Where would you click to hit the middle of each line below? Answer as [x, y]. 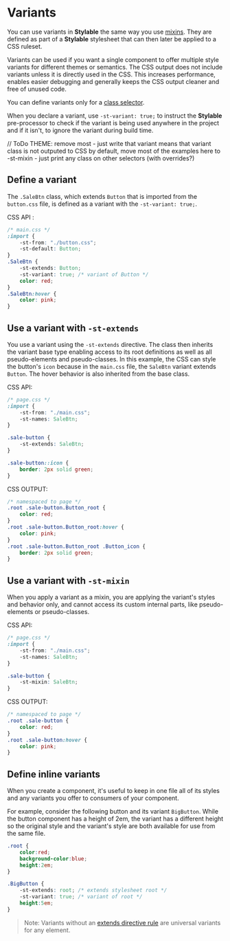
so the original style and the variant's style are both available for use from [111, 826]
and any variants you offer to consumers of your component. [93, 798]
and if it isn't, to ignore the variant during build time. [80, 130]
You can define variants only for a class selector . [76, 102]
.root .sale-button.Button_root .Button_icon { [77, 546]
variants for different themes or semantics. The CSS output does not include [115, 67]
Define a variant [42, 180]
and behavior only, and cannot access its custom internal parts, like [102, 604]
